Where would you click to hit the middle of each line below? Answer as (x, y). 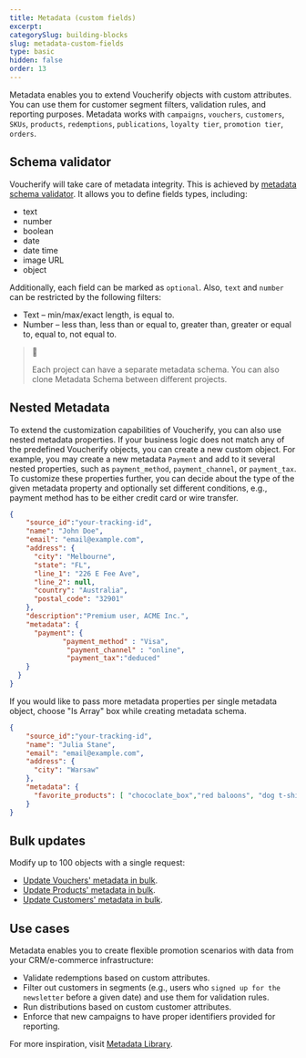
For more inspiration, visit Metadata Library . (91, 1044)
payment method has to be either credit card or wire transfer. (124, 497)
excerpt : (26, 26)
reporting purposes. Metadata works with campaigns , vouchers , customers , (147, 114)
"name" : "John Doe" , (65, 531)
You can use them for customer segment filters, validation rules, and (138, 104)
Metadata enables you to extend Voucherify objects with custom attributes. (151, 94)
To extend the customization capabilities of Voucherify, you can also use (146, 430)
